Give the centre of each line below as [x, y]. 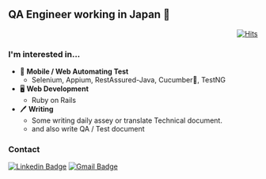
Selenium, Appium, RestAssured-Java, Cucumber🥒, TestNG [128, 80]
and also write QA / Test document [88, 129]
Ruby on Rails [54, 101]
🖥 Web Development [54, 89]
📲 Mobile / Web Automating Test [74, 71]
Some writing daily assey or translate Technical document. [127, 120]
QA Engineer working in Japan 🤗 [89, 15]
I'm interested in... [44, 54]
